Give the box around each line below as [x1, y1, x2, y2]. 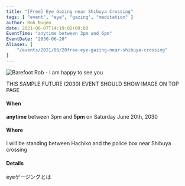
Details [6, 159, 24, 167]
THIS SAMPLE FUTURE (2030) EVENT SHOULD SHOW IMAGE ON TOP [6, 80, 179, 87]
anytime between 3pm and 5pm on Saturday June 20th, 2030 [6, 113, 158, 120]
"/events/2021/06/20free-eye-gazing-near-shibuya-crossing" [17, 47, 168, 53]
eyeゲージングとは [6, 174, 51, 181]
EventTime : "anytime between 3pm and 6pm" [6, 31, 112, 37]
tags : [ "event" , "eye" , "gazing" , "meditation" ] [6, 14, 134, 20]
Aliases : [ [6, 42, 33, 48]
